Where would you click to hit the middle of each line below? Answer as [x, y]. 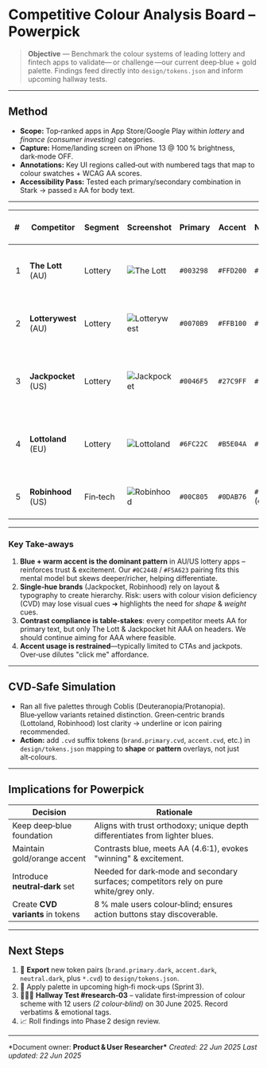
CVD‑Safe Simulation [62, 687]
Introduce [31, 876]
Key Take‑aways [41, 544]
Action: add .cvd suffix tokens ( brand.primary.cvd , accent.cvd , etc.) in [135, 740]
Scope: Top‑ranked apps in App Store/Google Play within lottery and [132, 131]
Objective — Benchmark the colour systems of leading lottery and [136, 53]
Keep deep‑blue [42, 825]
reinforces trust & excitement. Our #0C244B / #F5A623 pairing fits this [130, 570]
